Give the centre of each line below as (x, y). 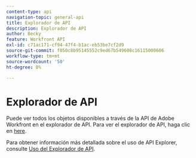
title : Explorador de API (38, 23)
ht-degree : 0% (24, 67)
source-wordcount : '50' (36, 61)
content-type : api (29, 12)
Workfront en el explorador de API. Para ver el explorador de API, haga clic (98, 125)
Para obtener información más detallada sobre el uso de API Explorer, (92, 142)
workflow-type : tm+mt (33, 56)
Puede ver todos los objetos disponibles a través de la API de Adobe (90, 118)
